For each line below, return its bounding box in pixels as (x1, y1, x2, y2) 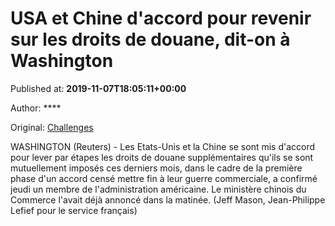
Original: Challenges (10, 121, 94, 133)
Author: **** (10, 102, 62, 114)
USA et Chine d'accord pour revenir (10, 7, 312, 30)
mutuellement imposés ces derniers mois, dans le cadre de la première (10, 162, 303, 174)
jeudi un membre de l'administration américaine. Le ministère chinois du (10, 183, 307, 195)
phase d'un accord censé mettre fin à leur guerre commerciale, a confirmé (10, 172, 318, 184)
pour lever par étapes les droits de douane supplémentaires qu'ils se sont (10, 151, 314, 163)
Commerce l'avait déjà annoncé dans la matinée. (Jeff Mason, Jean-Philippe (10, 193, 326, 206)
